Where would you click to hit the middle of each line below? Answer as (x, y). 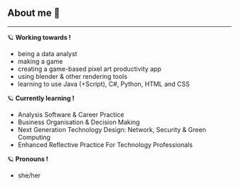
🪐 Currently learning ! (41, 98)
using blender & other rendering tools (73, 76)
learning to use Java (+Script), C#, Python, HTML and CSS (103, 84)
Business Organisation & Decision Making (79, 122)
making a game (40, 61)
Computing (34, 137)
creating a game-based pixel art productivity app (89, 69)
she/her (29, 175)
